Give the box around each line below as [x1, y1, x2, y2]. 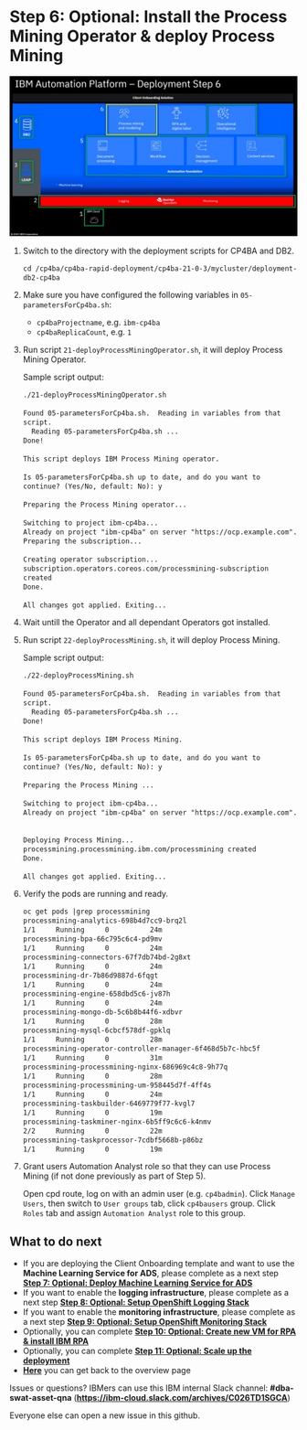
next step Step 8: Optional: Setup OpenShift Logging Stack [22, 1297, 249, 1308]
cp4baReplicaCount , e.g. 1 [36, 326, 132, 337]
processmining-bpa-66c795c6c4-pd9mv [22, 934, 163, 944]
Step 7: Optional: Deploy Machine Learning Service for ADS [22, 1277, 253, 1288]
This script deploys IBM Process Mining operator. [22, 454, 220, 464]
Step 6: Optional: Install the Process [9, 6, 288, 27]
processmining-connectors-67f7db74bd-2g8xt [22, 953, 192, 962]
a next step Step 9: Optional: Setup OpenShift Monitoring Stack [22, 1317, 268, 1328]
